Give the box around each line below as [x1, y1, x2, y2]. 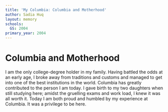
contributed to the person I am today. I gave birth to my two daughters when [5, 85, 163, 91]
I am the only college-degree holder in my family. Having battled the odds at [5, 69, 163, 75]
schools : [5, 21, 24, 27]
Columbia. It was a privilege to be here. [5, 101, 87, 107]
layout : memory [5, 17, 37, 22]
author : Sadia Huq [5, 12, 44, 17]
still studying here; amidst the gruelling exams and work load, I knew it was [5, 90, 161, 96]
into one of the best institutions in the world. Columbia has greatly [5, 79, 142, 85]
